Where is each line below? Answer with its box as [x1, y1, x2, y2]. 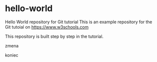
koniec [5, 52, 18, 58]
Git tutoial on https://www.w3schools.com [5, 24, 89, 30]
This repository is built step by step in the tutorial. [5, 33, 104, 39]
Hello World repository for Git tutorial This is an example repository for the [5, 19, 153, 25]
